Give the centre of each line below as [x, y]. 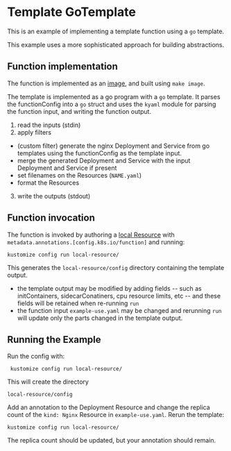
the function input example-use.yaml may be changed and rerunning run [119, 310]
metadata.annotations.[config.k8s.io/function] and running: [96, 242]
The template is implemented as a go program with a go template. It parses [114, 96]
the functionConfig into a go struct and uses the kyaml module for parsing [112, 104]
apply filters [34, 132]
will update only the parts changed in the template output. [100, 318]
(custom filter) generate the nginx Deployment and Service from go [113, 146]
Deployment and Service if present [67, 168]
